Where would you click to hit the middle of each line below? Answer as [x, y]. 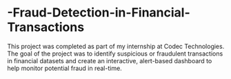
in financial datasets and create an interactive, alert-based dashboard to [110, 60]
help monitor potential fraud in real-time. [64, 68]
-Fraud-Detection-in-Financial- [99, 13]
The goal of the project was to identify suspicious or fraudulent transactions [115, 54]
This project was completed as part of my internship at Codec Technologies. [116, 46]
